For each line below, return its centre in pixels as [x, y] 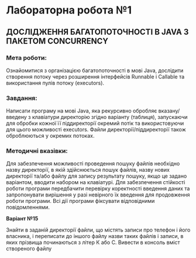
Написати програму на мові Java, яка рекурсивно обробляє [82, 111]
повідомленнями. [28, 207]
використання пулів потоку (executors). [55, 83]
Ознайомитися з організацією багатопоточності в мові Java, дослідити [95, 70]
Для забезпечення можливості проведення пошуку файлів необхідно [93, 164]
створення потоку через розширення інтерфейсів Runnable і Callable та [95, 76]
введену [17, 117]
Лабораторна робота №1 [69, 10]
